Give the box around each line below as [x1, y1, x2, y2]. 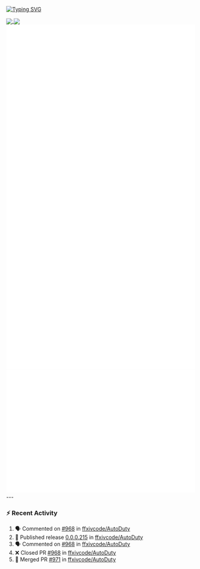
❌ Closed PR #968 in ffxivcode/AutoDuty [14, 549, 116, 556]
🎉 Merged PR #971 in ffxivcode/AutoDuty [14, 556, 116, 563]
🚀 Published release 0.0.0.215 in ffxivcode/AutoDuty [14, 534, 144, 541]
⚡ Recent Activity [6, 508, 58, 517]
